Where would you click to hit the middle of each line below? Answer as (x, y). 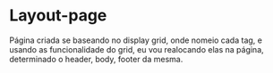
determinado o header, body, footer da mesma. (96, 59)
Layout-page (58, 16)
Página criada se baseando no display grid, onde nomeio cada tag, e (136, 40)
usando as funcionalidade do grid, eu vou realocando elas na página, (136, 49)
